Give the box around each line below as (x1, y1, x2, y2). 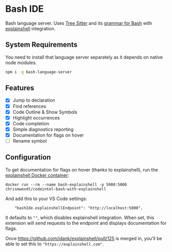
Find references (12, 103, 47, 109)
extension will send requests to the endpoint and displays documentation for (5, 220, 167, 226)
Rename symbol (12, 138, 47, 144)
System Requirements (5, 41, 78, 49)
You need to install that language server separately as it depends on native (5, 54, 163, 60)
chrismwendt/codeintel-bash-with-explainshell (5, 186, 106, 191)
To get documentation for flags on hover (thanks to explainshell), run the (5, 166, 158, 172)
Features (5, 84, 34, 92)
